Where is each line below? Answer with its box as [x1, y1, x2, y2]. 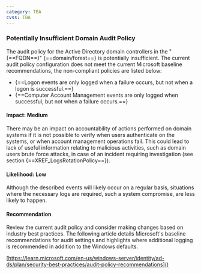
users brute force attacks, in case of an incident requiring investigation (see [6, 151, 194, 157]
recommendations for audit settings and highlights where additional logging [6, 237, 193, 244]
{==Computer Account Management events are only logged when [14, 91, 178, 99]
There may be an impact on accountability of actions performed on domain [6, 125, 192, 132]
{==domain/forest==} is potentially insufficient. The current [43, 54, 190, 61]
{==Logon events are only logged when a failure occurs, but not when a [14, 79, 193, 86]
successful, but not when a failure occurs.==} [14, 97, 128, 105]
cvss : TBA [6, 14, 31, 20]
